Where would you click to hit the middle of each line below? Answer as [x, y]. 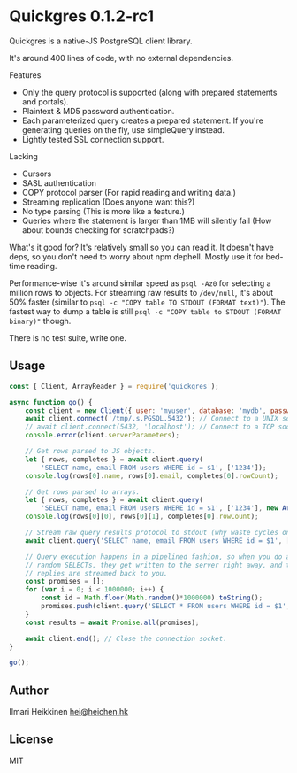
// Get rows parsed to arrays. [83, 492]
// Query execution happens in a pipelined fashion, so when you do [154, 557]
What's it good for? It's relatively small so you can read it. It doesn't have [141, 247]
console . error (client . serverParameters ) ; [102, 436]
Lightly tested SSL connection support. [93, 139]
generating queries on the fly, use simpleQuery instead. [123, 129]
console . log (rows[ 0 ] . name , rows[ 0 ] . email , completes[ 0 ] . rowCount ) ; [152, 475]
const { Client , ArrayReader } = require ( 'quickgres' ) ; [114, 386]
